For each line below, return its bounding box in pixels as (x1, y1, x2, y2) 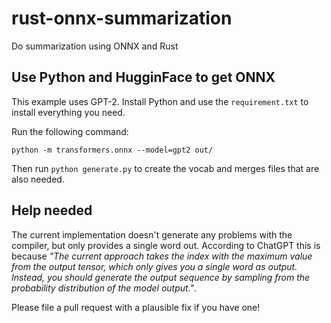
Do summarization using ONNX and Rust (11, 40, 179, 52)
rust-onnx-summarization (11, 7, 233, 30)
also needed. (11, 173, 65, 185)
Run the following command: (11, 125, 129, 137)
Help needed (11, 202, 93, 219)
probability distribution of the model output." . (11, 282, 198, 294)
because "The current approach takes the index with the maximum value (11, 250, 313, 262)
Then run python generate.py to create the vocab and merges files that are (11, 162, 320, 174)
